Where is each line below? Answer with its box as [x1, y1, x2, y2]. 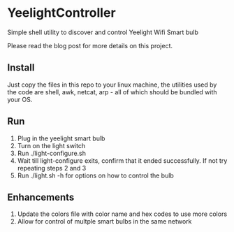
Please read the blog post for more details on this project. [7, 41, 173, 50]
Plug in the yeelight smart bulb [17, 134, 105, 143]
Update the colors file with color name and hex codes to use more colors [17, 210, 228, 218]
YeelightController [7, 5, 117, 21]
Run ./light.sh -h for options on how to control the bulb [17, 171, 175, 180]
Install [7, 61, 35, 74]
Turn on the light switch [17, 141, 86, 150]
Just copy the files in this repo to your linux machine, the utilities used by [7, 80, 217, 89]
